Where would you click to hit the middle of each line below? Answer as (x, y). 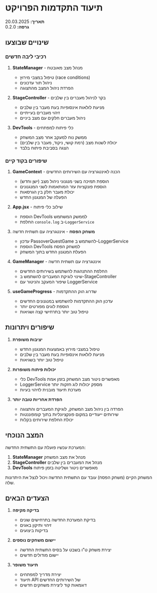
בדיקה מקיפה (26, 510)
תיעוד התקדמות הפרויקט (54, 8)
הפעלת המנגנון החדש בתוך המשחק (53, 252)
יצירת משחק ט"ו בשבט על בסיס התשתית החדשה (66, 550)
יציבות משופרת (27, 339)
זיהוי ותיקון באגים (35, 525)
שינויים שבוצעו (27, 43)
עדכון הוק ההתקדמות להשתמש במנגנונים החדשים (66, 301)
